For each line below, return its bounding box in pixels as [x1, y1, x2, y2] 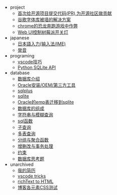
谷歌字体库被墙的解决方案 [17, 17, 71, 22]
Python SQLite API [17, 64, 56, 70]
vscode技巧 [17, 59, 42, 64]
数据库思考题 [17, 156, 44, 162]
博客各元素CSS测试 [17, 184, 58, 190]
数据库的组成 [17, 105, 44, 111]
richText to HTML [17, 178, 54, 184]
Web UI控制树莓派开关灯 [17, 29, 69, 35]
